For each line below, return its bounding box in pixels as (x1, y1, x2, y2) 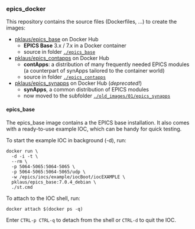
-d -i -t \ (11, 153, 38, 159)
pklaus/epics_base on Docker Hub (14, 36, 99, 43)
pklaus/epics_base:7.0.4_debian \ (11, 179, 96, 185)
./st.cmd (11, 184, 33, 190)
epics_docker (6, 5, 46, 13)
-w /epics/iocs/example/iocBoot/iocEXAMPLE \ (11, 174, 126, 180)
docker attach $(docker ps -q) (6, 206, 83, 212)
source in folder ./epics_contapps (23, 73, 106, 81)
